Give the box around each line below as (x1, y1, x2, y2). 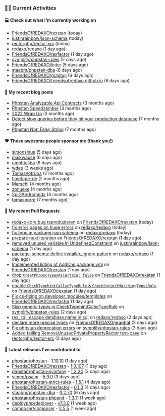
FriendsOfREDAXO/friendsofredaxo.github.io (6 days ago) (11, 78, 130, 84)
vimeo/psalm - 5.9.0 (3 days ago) (11, 373, 80, 380)
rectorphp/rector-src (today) (11, 41, 70, 47)
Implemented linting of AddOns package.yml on (11, 261, 110, 267)
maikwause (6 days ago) (11, 154, 62, 160)
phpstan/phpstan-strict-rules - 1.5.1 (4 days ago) (11, 379, 111, 385)
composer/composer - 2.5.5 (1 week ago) (11, 405, 97, 411)
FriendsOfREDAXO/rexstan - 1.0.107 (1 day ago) (11, 363, 108, 369)
